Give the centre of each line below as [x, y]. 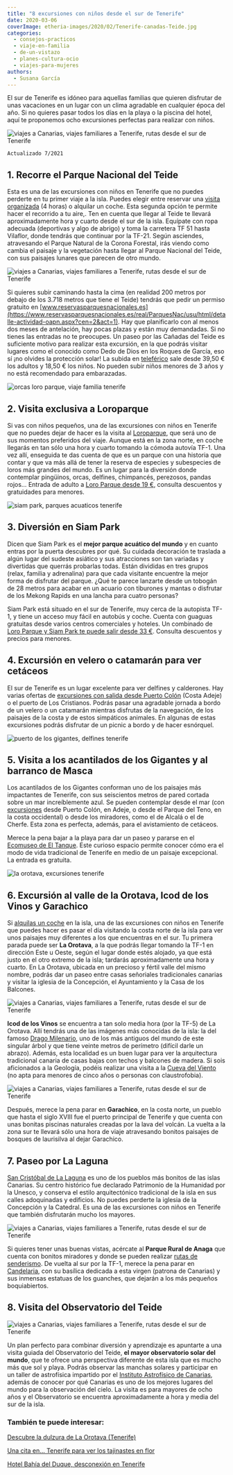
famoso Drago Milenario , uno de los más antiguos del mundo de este [106, 1038]
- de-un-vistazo [37, 53]
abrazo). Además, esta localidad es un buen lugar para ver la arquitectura [112, 1053]
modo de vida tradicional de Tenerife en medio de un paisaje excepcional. [113, 853]
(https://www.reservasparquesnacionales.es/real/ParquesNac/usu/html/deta [116, 315]
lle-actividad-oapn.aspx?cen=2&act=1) [63, 322]
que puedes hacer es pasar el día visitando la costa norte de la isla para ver [115, 931]
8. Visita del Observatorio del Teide [85, 1307]
